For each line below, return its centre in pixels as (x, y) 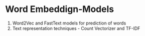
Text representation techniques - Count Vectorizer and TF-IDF (76, 28)
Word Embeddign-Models (60, 9)
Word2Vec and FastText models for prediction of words (69, 23)
